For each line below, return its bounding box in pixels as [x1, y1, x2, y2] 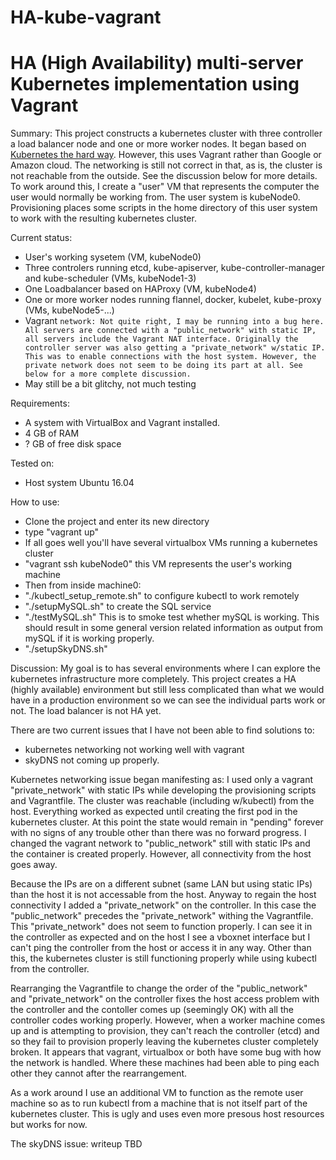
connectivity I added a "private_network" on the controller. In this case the [10, 899, 317, 911]
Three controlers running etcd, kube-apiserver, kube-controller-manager [24, 262, 325, 274]
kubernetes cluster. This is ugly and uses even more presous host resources [10, 1108, 325, 1120]
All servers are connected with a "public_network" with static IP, [24, 326, 317, 336]
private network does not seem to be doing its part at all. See [24, 361, 303, 371]
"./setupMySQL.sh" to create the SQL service [24, 601, 212, 613]
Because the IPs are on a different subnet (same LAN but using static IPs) [10, 878, 313, 890]
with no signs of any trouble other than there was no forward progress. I [10, 827, 307, 839]
